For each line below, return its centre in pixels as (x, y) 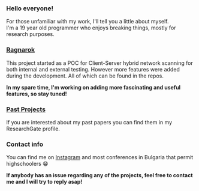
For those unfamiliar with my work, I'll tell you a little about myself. (88, 22)
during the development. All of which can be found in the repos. (85, 76)
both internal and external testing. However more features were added (93, 69)
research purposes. (31, 34)
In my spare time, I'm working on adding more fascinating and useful (94, 87)
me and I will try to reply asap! (44, 182)
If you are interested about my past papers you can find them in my (89, 122)
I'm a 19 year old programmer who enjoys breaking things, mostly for (91, 28)
